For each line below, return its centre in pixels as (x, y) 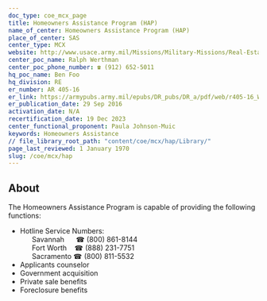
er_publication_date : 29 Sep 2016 (66, 104)
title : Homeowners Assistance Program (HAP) (83, 23)
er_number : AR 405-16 (44, 89)
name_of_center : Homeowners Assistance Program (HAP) (99, 30)
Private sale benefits (53, 282)
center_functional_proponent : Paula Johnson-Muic (92, 126)
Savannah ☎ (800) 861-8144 (84, 240)
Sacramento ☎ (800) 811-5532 (83, 257)
